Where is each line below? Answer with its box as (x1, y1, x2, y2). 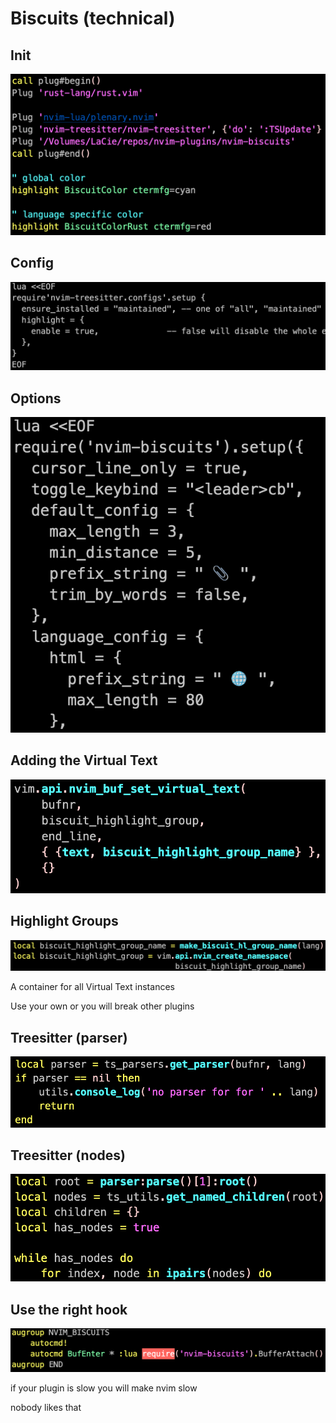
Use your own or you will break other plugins (10, 1000, 195, 1012)
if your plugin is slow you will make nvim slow (10, 1382, 198, 1394)
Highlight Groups (10, 913, 119, 930)
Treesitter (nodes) (10, 1147, 126, 1164)
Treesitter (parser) (10, 1029, 128, 1046)
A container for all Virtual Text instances (10, 981, 175, 993)
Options (10, 390, 62, 407)
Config (10, 255, 54, 272)
